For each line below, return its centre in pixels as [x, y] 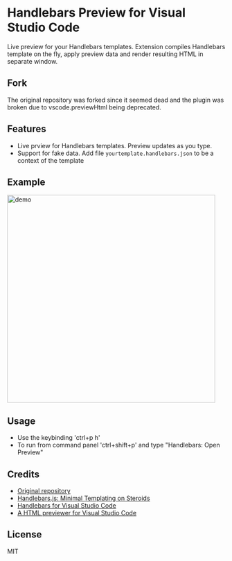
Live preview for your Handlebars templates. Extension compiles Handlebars [116, 46]
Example [26, 182]
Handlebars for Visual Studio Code [66, 506]
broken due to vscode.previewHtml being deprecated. [84, 107]
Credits [24, 474]
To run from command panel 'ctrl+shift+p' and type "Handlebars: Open [118, 445]
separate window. [33, 61]
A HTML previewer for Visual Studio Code [77, 513]
